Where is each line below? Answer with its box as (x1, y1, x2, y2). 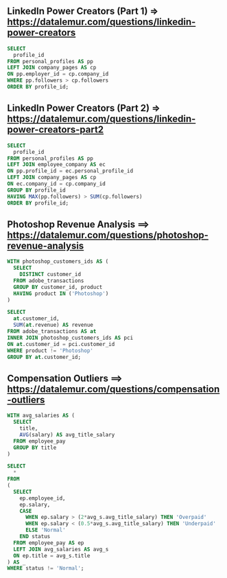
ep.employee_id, (19, 494, 67, 502)
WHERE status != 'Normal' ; (7, 565, 84, 572)
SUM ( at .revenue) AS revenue (13, 322, 94, 329)
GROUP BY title (13, 444, 57, 451)
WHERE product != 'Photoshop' (7, 347, 94, 354)
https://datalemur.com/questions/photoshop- (7, 229, 209, 241)
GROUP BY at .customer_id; (7, 354, 81, 360)
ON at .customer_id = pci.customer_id (7, 340, 115, 347)
